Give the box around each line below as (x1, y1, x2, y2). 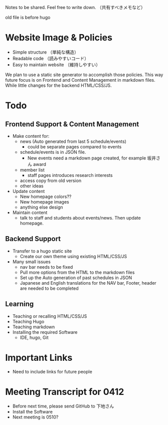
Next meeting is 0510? (12, 414, 59, 420)
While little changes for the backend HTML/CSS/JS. (5, 82, 112, 88)
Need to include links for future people (12, 368, 93, 374)
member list (20, 167, 45, 173)
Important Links (5, 352, 73, 363)
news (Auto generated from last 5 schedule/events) (20, 138, 127, 144)
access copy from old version (20, 177, 82, 183)
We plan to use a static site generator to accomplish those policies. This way (5, 72, 163, 78)
